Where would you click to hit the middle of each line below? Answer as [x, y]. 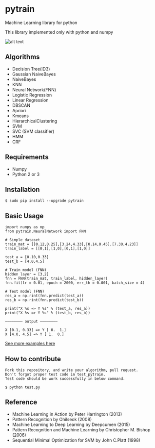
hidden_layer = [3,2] [27, 274]
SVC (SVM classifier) [33, 131]
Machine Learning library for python [41, 23]
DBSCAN [21, 105]
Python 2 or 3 [26, 174]
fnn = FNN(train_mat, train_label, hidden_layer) [57, 279]
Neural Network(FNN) [34, 90]
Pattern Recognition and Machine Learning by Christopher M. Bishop [81, 429]
